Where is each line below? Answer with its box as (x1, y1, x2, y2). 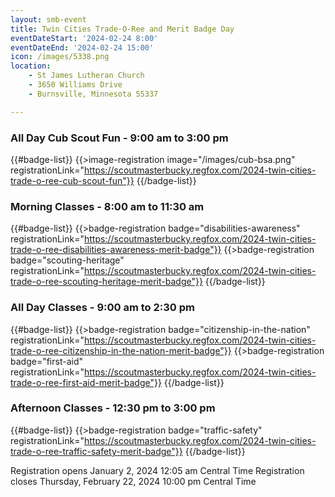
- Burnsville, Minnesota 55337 (28, 89, 159, 99)
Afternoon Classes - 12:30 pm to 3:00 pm (10, 401, 216, 415)
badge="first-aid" (10, 355, 83, 367)
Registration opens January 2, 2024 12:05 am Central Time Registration (10, 464, 305, 476)
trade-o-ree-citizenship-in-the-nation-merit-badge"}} (10, 344, 232, 356)
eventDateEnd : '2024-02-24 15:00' (10, 42, 155, 53)
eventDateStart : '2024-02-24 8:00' (10, 33, 159, 43)
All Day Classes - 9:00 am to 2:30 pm (10, 301, 195, 315)
